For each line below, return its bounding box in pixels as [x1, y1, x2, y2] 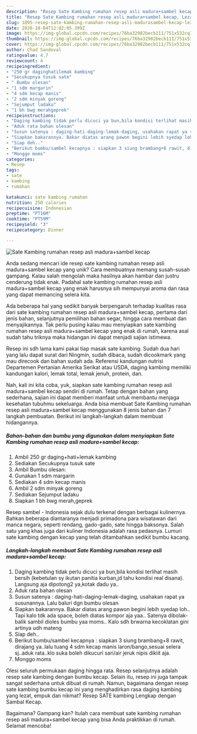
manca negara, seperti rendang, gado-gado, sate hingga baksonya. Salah [6, 521, 184, 528]
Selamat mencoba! [6, 722, 52, 729]
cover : [6, 42, 22, 48]
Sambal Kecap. [6, 698, 43, 705]
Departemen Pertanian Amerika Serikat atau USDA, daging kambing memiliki [6, 363, 191, 371]
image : [6, 31, 22, 36]
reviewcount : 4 [6, 58, 43, 64]
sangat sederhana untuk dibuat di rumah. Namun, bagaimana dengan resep [6, 679, 189, 686]
